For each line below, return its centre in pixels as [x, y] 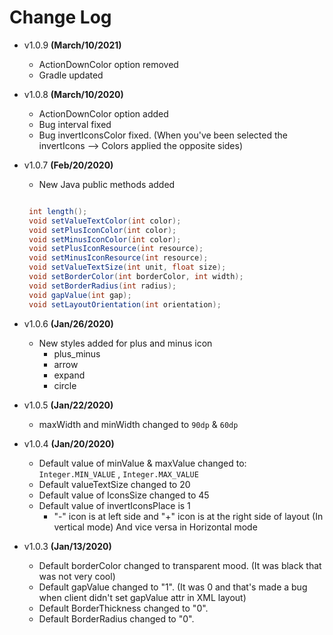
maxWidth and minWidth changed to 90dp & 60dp [138, 424]
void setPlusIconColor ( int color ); [102, 230]
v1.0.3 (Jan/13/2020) [67, 546]
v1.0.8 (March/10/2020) [73, 94]
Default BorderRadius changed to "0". [116, 618]
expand [69, 375]
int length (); [58, 211]
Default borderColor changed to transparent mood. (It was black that [180, 565]
